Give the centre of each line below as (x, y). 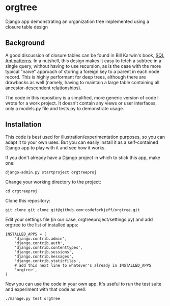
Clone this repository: (28, 200)
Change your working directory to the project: (53, 182)
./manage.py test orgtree (33, 298)
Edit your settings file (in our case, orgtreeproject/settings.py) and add (79, 219)
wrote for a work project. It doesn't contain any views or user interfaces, (81, 103)
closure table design (27, 27)
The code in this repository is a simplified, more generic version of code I (82, 97)
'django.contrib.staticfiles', (48, 261)
